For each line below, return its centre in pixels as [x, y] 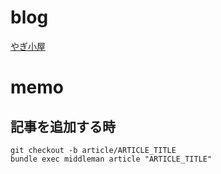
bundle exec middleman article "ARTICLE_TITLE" [111, 159]
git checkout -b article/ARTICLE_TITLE [93, 150]
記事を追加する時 [63, 126]
